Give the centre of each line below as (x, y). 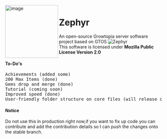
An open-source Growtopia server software (103, 36)
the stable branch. (24, 132)
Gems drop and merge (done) (39, 84)
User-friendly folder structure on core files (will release (81, 99)
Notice (12, 110)
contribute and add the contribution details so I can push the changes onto (82, 127)
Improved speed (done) (33, 94)
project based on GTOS (83, 41)
